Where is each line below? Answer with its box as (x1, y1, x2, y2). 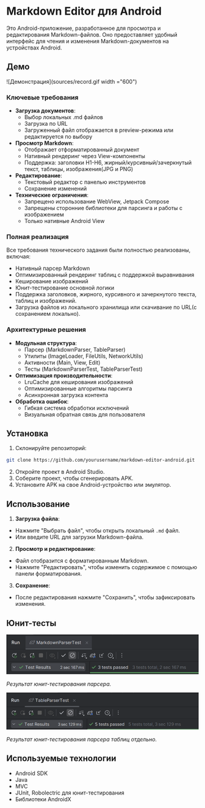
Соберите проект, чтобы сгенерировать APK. (15, 475, 134, 482)
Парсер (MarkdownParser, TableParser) (24, 346, 126, 353)
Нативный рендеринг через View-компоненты (24, 153, 145, 160)
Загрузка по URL (24, 120, 68, 128)
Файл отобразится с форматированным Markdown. (15, 557, 149, 564)
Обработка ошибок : (15, 398, 69, 405)
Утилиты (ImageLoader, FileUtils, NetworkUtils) (24, 352, 143, 360)
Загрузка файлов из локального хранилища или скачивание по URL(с (15, 304, 197, 311)
